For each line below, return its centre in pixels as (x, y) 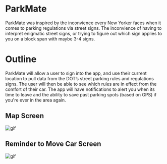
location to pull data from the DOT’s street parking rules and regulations (79, 78)
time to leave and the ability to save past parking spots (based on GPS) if (81, 94)
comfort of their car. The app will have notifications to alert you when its (80, 89)
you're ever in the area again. (36, 100)
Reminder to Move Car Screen (53, 144)
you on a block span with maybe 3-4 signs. (50, 39)
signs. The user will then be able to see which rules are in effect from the (81, 84)
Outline (21, 59)
